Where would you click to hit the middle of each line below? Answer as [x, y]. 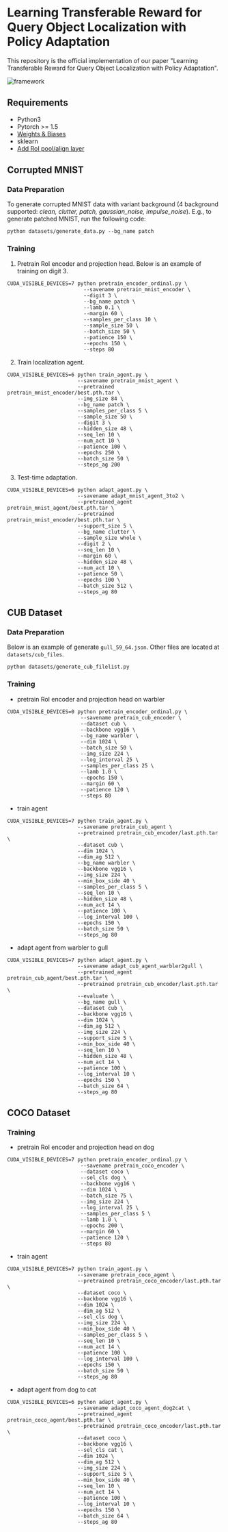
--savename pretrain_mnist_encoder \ [137, 289]
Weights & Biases [41, 134]
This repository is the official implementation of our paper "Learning [103, 60]
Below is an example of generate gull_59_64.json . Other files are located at [113, 647]
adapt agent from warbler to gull [62, 948]
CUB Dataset [35, 613]
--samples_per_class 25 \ [117, 765]
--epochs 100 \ [99, 580]
